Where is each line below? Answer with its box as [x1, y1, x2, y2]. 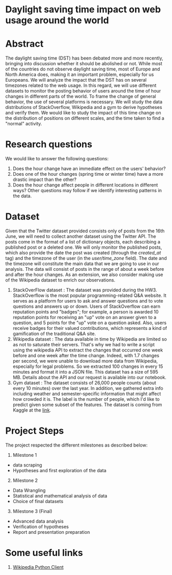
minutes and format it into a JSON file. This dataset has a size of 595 [12, 369, 158, 375]
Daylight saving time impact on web [5, 4, 161, 15]
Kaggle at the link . [12, 407, 51, 413]
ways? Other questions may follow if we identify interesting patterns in [12, 188, 162, 194]
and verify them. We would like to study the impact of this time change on [5, 109, 162, 116]
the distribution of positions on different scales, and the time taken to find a [5, 115, 164, 121]
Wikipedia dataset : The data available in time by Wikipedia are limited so [12, 336, 167, 342]
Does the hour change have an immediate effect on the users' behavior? [12, 165, 166, 172]
